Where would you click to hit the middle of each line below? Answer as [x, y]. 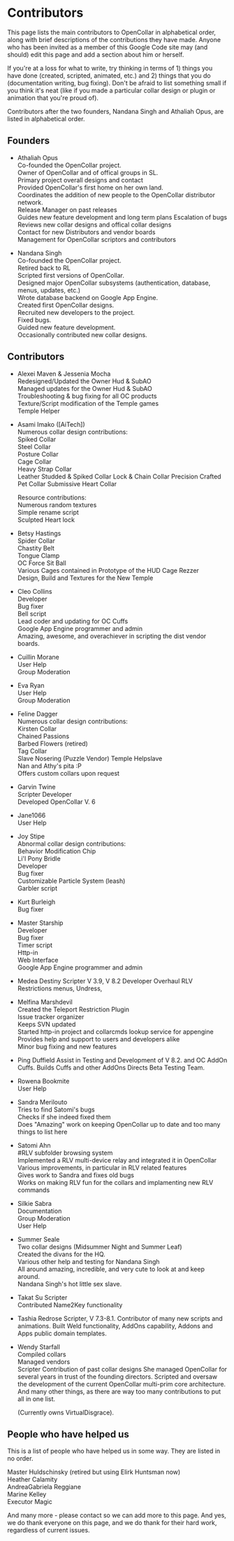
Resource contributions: [52, 497]
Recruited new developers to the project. [76, 312]
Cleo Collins [35, 591]
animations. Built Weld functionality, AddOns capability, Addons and [115, 1326]
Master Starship [40, 923]
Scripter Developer [44, 794]
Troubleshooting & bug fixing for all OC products [87, 396]
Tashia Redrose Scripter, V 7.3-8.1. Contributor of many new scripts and [120, 1318]
